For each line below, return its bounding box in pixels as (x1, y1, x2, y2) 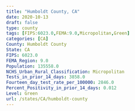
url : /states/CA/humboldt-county (6, 96, 88, 102)
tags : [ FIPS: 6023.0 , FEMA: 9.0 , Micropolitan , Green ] (6, 31, 130, 36)
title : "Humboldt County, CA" (6, 8, 80, 15)
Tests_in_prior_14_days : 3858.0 (6, 74, 85, 80)
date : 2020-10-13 (6, 14, 49, 20)
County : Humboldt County (6, 42, 67, 48)
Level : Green (6, 90, 38, 96)
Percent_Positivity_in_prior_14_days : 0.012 (6, 85, 117, 91)
